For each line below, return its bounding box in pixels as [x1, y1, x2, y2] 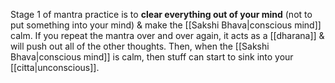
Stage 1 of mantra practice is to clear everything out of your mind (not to [10, 9, 313, 20]
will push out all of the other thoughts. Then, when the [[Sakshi [10, 40, 270, 52]
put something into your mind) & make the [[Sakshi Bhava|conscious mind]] [10, 19, 322, 31]
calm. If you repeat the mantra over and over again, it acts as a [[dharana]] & [10, 30, 325, 41]
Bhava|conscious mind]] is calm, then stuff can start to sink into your [10, 51, 294, 63]
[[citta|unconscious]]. [10, 62, 100, 73]
